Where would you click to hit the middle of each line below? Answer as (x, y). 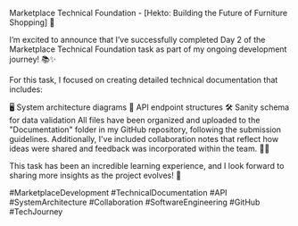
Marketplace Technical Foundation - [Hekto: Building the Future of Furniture (149, 13)
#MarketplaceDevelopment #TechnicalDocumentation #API (118, 193)
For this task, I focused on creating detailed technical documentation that (144, 80)
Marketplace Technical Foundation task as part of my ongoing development (148, 49)
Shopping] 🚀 (32, 22)
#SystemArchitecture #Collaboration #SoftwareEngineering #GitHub (135, 202)
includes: (26, 89)
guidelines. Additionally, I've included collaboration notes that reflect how (144, 139)
